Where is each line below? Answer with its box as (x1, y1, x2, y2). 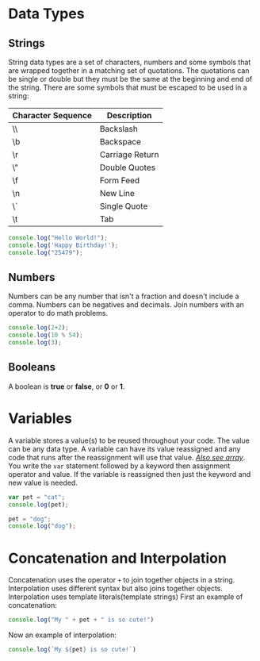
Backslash (99, 124, 139, 134)
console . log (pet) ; (8, 501, 69, 509)
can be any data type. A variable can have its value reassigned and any (8, 444, 241, 453)
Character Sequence (12, 110, 93, 121)
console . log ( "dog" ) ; (8, 522, 77, 530)
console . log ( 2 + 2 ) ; (8, 324, 69, 332)
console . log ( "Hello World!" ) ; (8, 234, 109, 242)
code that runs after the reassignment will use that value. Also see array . (8, 452, 246, 462)
